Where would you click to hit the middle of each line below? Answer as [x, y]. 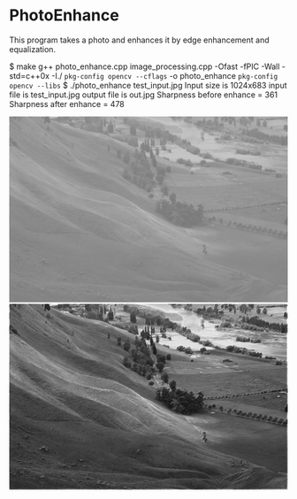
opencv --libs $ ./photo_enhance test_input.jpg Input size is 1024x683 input [148, 85]
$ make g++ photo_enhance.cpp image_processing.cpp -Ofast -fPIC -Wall [145, 66]
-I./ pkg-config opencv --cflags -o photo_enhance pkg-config [165, 75]
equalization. [32, 49]
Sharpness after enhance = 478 [67, 104]
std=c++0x [30, 75]
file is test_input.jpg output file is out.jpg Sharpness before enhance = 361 [144, 95]
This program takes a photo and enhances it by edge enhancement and [139, 40]
